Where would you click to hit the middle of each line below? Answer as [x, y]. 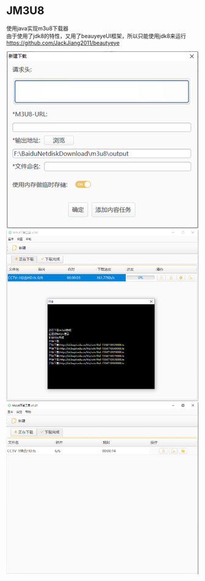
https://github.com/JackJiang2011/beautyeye [63, 43]
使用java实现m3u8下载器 [38, 28]
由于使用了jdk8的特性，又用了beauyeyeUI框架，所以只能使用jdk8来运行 [96, 36]
